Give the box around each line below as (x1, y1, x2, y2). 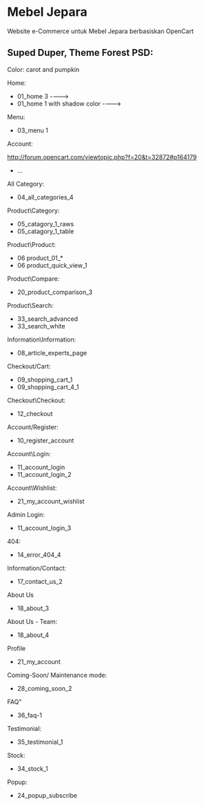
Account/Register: (7, 422, 59, 431)
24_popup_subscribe (17, 791, 77, 799)
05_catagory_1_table (17, 227, 74, 235)
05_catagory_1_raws (17, 219, 74, 228)
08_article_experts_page (17, 348, 88, 357)
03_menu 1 (17, 126, 48, 135)
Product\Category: (7, 206, 60, 215)
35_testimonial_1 (17, 738, 63, 746)
